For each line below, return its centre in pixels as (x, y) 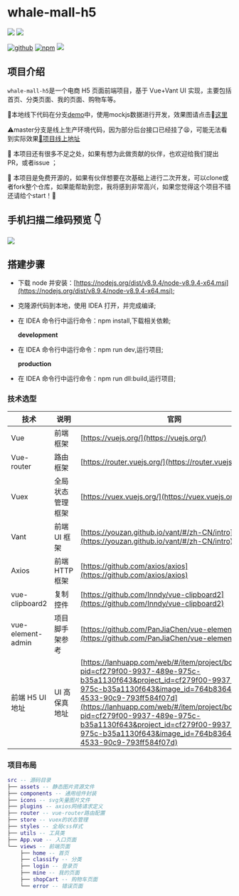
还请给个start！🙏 (32, 195)
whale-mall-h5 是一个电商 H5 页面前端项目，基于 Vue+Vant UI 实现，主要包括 (119, 90)
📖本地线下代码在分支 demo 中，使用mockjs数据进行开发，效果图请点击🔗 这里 (117, 114)
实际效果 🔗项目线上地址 (47, 138)
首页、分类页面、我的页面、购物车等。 (63, 99)
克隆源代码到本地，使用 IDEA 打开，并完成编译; (87, 306)
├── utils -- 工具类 (36, 833)
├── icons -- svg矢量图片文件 (49, 800)
